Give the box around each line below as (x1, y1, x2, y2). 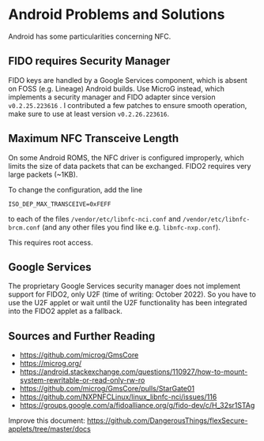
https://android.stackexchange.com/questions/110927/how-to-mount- (19, 367, 248, 376)
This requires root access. (8, 237, 93, 247)
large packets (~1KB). (8, 170, 78, 179)
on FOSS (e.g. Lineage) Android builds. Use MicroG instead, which (8, 84, 225, 93)
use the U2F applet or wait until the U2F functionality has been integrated (8, 298, 247, 308)
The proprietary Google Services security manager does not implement (8, 282, 241, 291)
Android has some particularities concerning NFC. (8, 32, 172, 41)
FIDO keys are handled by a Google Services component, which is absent (8, 75, 247, 84)
